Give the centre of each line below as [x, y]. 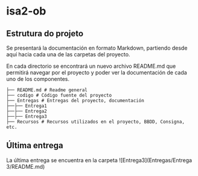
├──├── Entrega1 [27, 106]
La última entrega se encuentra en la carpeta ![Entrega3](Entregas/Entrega [99, 160]
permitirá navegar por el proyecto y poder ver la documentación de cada [97, 73]
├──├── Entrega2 [27, 111]
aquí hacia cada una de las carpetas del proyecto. [68, 54]
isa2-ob [26, 11]
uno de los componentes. [38, 79]
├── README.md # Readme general [47, 90]
